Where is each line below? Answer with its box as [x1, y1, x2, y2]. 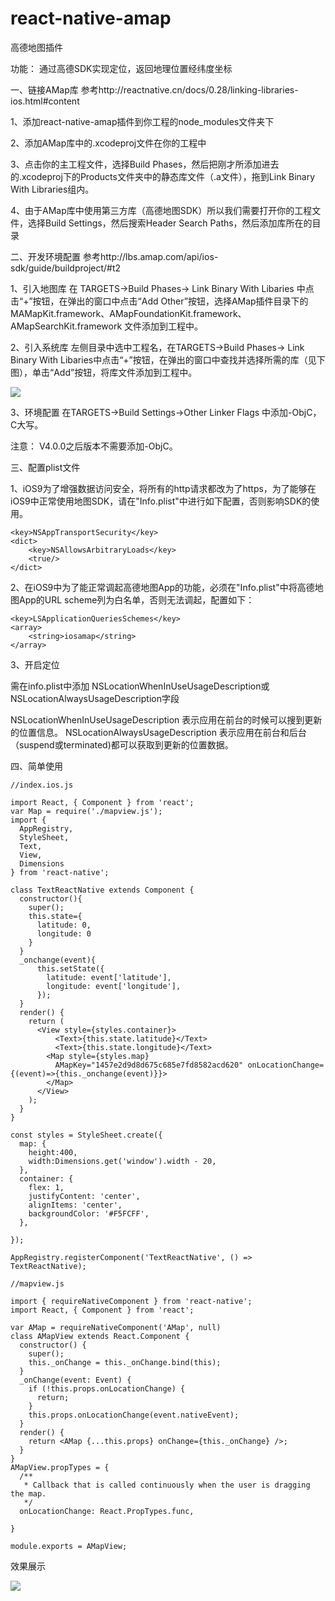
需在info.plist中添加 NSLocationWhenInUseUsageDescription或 [10, 680, 270, 692]
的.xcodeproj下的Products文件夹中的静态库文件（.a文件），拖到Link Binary [10, 170, 316, 182]
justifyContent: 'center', [28, 1191, 141, 1201]
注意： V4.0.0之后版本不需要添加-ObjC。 [10, 440, 178, 452]
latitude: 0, [36, 920, 92, 930]
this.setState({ [36, 963, 105, 974]
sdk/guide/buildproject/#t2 [10, 262, 122, 274]
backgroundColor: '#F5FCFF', [28, 1208, 150, 1219]
